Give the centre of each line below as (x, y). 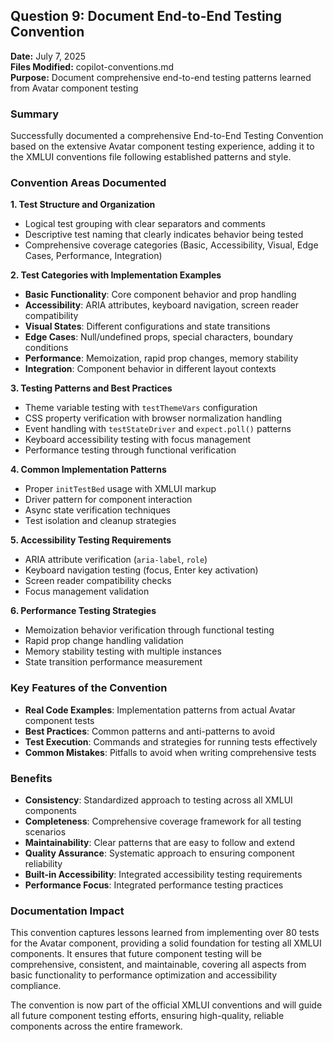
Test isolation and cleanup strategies (100, 521)
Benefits (31, 778)
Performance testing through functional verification (130, 450)
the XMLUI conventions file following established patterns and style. (151, 157)
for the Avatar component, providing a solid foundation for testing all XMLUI (166, 943)
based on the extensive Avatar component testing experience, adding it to (162, 146)
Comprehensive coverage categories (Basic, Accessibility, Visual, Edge (171, 245)
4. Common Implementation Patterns (88, 470)
